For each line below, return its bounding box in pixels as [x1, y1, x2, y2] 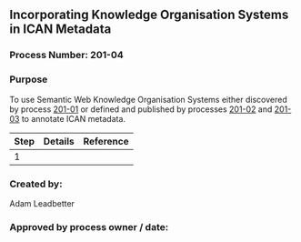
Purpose [9, 73, 48, 86]
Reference [83, 135, 129, 147]
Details [43, 135, 75, 147]
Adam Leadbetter [9, 197, 75, 208]
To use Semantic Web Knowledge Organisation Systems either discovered [9, 94, 288, 105]
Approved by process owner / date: [9, 220, 169, 233]
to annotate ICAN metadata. [21, 113, 125, 124]
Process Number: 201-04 [9, 49, 125, 62]
